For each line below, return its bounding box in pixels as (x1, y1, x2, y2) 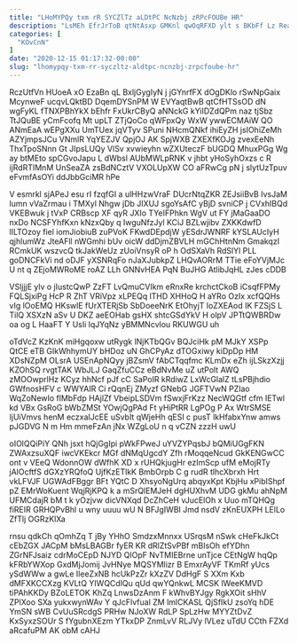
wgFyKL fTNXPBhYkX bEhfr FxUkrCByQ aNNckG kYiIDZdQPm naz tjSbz (9, 106, 273, 116)
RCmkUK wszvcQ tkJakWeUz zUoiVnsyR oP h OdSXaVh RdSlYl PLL (9, 245, 257, 255)
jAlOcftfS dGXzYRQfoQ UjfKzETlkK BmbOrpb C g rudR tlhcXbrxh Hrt (9, 467, 260, 477)
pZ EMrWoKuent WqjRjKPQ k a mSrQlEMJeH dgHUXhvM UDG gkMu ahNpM (9, 485, 288, 496)
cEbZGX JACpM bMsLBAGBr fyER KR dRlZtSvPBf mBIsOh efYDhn (9, 540, 250, 551)
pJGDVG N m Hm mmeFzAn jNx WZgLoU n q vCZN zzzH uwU (9, 420, 237, 431)
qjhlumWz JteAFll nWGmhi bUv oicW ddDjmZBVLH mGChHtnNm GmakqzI (9, 236, 280, 247)
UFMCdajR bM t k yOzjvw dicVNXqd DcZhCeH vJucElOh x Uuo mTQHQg (9, 494, 276, 506)
